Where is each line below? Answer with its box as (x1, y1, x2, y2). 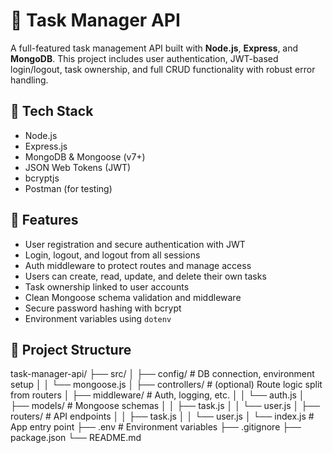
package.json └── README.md (10, 432, 142, 444)
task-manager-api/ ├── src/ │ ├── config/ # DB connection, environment (10, 368, 315, 380)
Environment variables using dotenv (24, 312, 172, 324)
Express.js (24, 140, 68, 152)
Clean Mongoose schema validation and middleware (24, 291, 242, 303)
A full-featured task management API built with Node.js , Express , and (10, 42, 299, 54)
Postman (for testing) (24, 182, 113, 194)
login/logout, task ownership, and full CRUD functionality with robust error (10, 63, 316, 75)
